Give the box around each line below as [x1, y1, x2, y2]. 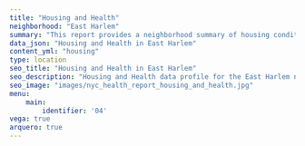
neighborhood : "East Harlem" [9, 22, 120, 31]
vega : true [9, 114, 51, 123]
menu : [9, 89, 30, 98]
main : [25, 97, 47, 107]
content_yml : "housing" [9, 47, 100, 56]
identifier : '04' [42, 106, 107, 115]
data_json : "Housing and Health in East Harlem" [9, 38, 197, 48]
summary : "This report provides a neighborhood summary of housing [9, 30, 271, 39]
